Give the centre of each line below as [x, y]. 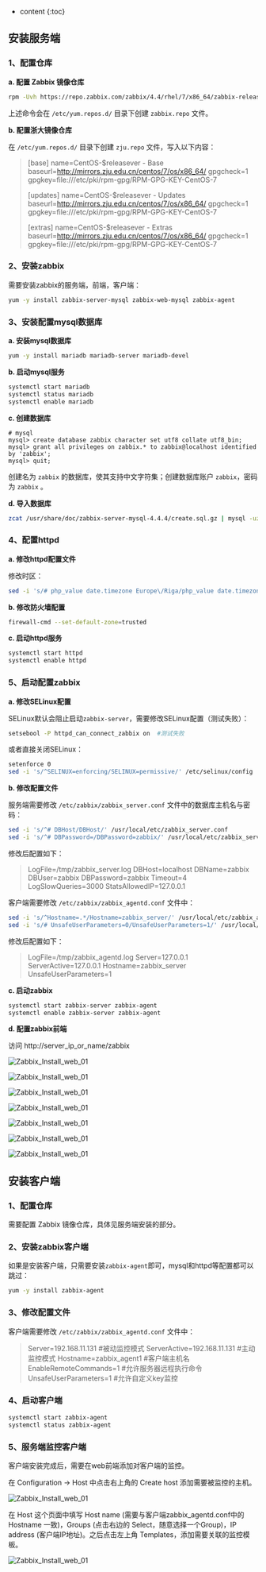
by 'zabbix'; [30, 454]
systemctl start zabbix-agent [58, 1417]
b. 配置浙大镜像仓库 [40, 129]
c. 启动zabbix [30, 990]
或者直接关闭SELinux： [46, 749]
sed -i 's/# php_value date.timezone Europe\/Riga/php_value [111, 591]
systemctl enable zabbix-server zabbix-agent [84, 1013]
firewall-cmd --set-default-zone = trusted [78, 622]
